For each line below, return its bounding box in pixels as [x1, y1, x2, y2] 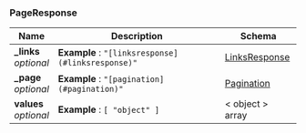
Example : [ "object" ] [57, 103, 160, 116]
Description [110, 30, 163, 43]
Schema [240, 30, 277, 43]
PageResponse [9, 6, 77, 19]
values [14, 97, 44, 110]
